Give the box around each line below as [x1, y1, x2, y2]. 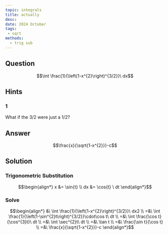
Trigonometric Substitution [5, 172, 73, 179]
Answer [5, 129, 31, 138]
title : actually [5, 12, 39, 17]
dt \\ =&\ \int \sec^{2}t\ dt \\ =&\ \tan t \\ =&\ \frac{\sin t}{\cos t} [32, 219, 163, 225]
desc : [5, 17, 17, 22]
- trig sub [10, 41, 33, 46]
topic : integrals [5, 7, 42, 13]
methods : [5, 36, 24, 41]
